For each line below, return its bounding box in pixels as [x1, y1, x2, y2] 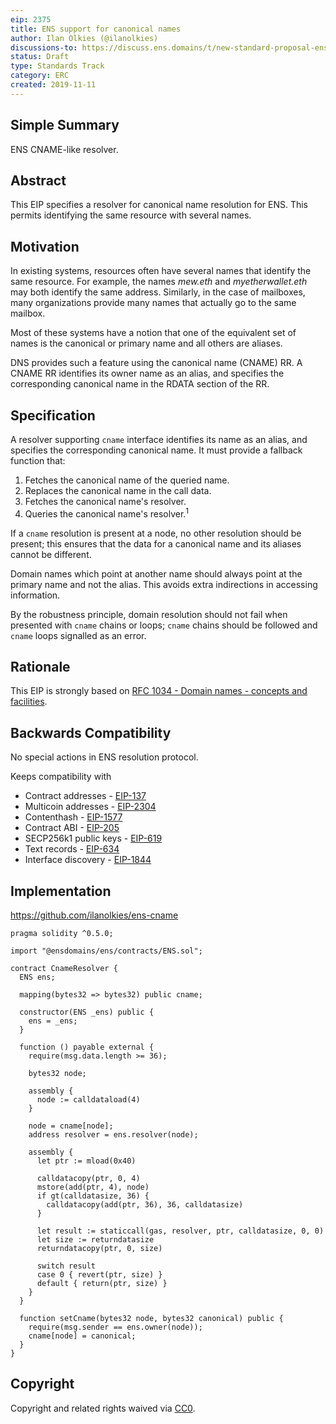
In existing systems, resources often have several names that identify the [10, 265, 312, 277]
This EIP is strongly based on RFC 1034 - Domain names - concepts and [10, 685, 308, 697]
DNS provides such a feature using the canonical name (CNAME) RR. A [10, 357, 303, 369]
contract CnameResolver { [10, 964, 118, 974]
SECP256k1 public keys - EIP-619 [24, 832, 163, 845]
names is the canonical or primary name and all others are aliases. [10, 337, 283, 350]
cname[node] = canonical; [28, 1331, 137, 1341]
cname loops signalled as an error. [10, 629, 147, 641]
